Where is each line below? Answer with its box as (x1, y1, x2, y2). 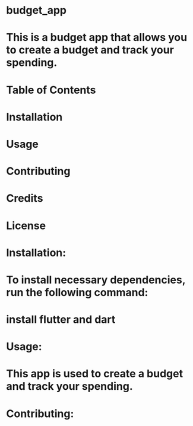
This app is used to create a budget (6, 367, 183, 380)
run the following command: (6, 285, 148, 299)
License (6, 219, 46, 232)
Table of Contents (6, 83, 96, 97)
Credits (6, 192, 43, 205)
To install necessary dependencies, (6, 273, 186, 287)
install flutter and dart (6, 313, 116, 326)
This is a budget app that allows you (6, 31, 188, 44)
